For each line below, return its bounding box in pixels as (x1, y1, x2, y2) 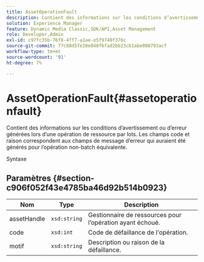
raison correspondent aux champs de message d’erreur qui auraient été (6, 137, 186, 145)
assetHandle (9, 215, 46, 223)
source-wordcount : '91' (6, 54, 67, 60)
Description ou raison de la (87, 238, 165, 247)
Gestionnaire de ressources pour (87, 211, 182, 219)
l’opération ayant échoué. (87, 218, 161, 227)
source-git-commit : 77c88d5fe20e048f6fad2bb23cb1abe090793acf (6, 43, 167, 49)
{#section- (52, 173, 95, 183)
